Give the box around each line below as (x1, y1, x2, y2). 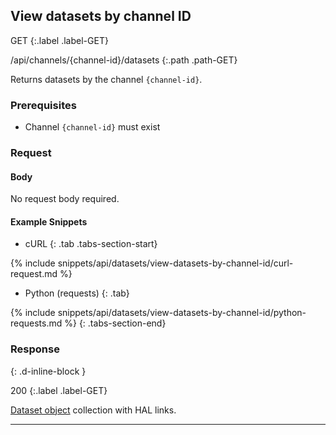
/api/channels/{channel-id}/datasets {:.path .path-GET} (10, 54, 238, 66)
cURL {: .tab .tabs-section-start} (24, 238, 158, 250)
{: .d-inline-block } (10, 365, 87, 377)
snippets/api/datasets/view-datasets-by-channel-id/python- (57, 307, 307, 319)
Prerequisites (10, 98, 77, 112)
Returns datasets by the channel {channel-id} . (10, 73, 203, 85)
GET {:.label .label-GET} (10, 34, 109, 46)
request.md (10, 268, 58, 280)
